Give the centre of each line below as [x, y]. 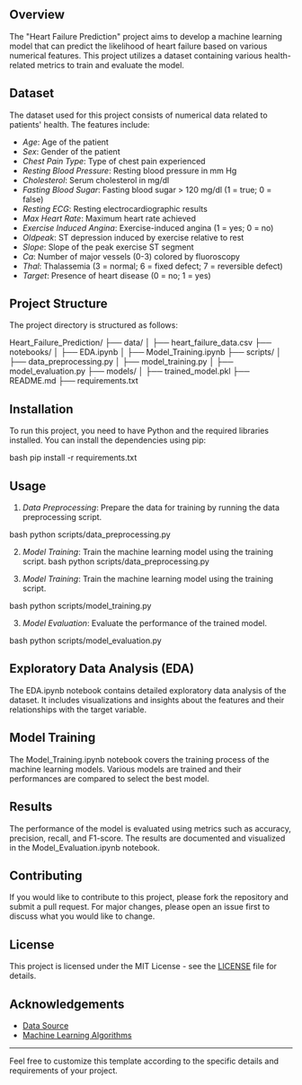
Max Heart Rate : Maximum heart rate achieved [109, 218]
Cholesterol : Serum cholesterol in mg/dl [96, 180]
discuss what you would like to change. [82, 916]
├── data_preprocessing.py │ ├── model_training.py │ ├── [121, 362]
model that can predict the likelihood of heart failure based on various [138, 46]
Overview [37, 15]
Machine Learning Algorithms [77, 1035]
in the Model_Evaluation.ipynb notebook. [84, 847]
